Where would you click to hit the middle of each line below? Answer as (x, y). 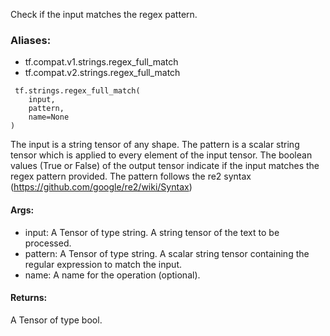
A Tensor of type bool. (56, 320)
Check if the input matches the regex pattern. (104, 14)
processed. (48, 243)
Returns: (29, 298)
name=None (49, 117)
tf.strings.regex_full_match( (77, 91)
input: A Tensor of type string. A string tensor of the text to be (152, 232)
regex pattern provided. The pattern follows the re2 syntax (131, 176)
